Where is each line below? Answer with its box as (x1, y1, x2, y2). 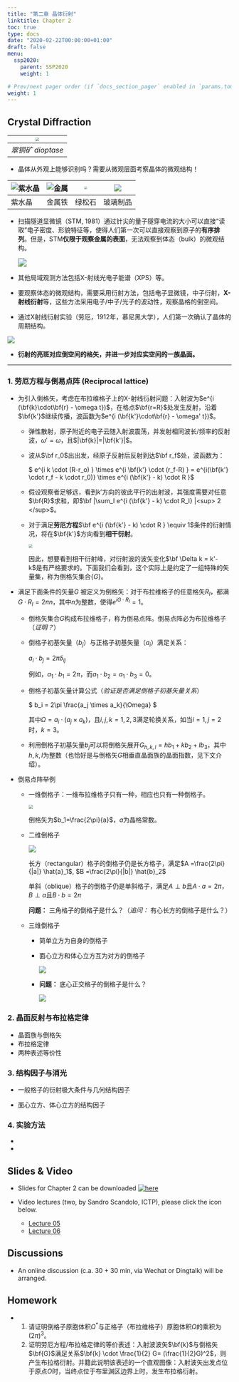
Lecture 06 (28, 1227, 61, 1235)
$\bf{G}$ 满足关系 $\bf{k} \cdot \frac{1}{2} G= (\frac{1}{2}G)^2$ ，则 (28, 1349, 226, 1358)
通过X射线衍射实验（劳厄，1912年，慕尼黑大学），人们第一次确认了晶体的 (17, 313, 231, 321)
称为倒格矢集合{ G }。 (47, 572, 107, 581)
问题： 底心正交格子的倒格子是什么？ (38, 980, 147, 989)
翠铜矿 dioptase (11, 145, 64, 155)
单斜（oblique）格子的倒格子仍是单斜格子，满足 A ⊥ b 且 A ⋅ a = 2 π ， (28, 882, 228, 891)
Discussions (7, 1247, 63, 1259)
